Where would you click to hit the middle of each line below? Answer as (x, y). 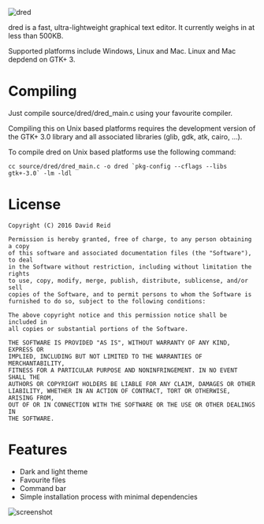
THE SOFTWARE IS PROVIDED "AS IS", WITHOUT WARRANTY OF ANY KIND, (119, 343)
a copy (19, 246)
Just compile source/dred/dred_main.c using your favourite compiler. (121, 113)
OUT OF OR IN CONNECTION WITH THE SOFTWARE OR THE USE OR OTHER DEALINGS (132, 405)
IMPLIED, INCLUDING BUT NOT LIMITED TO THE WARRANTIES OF (105, 356)
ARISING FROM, (32, 398)
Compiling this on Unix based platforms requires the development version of (132, 128)
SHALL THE (24, 377)
